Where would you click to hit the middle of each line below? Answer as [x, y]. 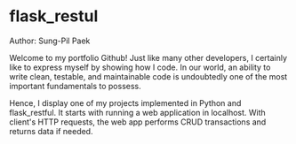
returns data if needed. [51, 131]
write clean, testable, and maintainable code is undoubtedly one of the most [148, 76]
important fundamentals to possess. [75, 86]
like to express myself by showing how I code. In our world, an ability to [140, 67]
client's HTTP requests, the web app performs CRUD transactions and [138, 122]
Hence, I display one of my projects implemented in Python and [125, 102]
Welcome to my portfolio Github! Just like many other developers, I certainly [148, 57]
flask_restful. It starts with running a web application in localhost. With [138, 112]
